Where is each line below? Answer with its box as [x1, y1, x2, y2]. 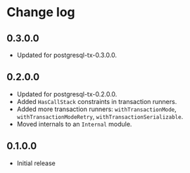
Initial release [16, 159, 56, 167]
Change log [6, 4, 75, 20]
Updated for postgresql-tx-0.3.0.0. [16, 51, 118, 59]
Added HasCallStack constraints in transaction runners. [16, 97, 177, 105]
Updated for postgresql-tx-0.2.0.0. [16, 89, 118, 98]
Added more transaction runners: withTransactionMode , [16, 105, 177, 113]
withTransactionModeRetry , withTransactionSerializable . [16, 112, 184, 120]
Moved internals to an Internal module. [16, 120, 132, 128]
